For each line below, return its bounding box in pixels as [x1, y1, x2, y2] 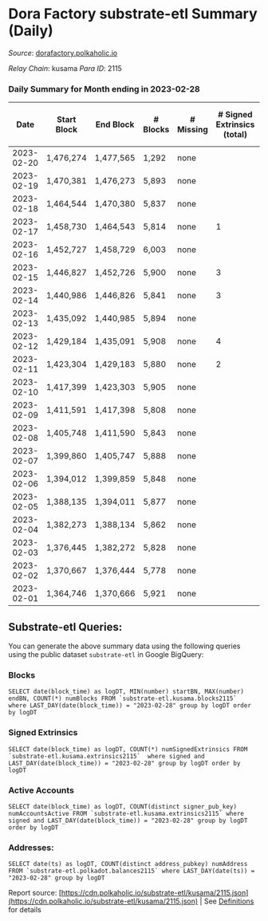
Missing [176, 124, 209, 136]
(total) [223, 129, 247, 140]
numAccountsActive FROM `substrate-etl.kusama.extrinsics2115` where [8, 809, 245, 817]
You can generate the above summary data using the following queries [8, 641, 241, 651]
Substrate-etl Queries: [8, 620, 123, 634]
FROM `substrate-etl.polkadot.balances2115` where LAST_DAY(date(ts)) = [8, 867, 255, 876]
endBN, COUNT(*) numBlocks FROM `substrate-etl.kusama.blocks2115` [8, 695, 238, 703]
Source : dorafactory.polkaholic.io [8, 48, 118, 57]
